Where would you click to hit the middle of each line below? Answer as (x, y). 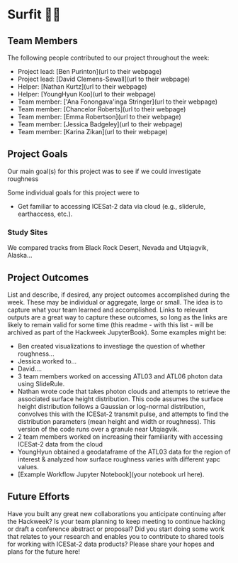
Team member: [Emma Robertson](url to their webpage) (100, 117)
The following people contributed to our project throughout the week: (108, 58)
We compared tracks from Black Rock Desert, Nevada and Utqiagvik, (108, 248)
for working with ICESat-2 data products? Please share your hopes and (111, 544)
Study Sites (28, 232)
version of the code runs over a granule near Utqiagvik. (98, 429)
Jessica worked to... (47, 361)
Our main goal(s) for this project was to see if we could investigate (104, 171)
